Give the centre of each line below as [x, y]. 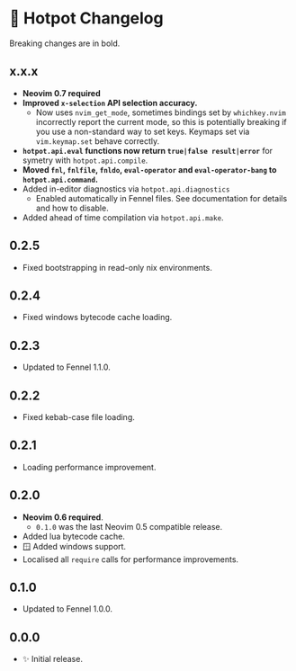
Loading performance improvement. [89, 467]
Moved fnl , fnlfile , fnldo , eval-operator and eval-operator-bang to [149, 169]
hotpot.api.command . [60, 179]
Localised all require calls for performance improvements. [130, 559]
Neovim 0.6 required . [63, 517]
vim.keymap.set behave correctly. [98, 141]
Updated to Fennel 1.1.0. [66, 367]
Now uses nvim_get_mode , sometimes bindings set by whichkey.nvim [161, 112]
